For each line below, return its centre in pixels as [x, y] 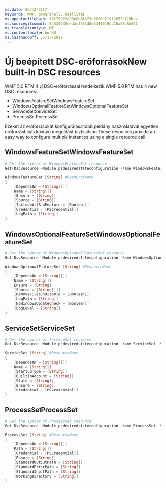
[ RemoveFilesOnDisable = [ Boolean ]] [52, 294]
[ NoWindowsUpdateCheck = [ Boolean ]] [52, 303]
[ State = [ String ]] [34, 381]
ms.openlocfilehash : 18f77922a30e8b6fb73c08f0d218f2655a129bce [72, 19]
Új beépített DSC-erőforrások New [76, 62]
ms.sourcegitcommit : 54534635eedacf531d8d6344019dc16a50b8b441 [72, 24]
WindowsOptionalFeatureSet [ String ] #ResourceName [58, 267]
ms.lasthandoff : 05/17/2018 [34, 38]
